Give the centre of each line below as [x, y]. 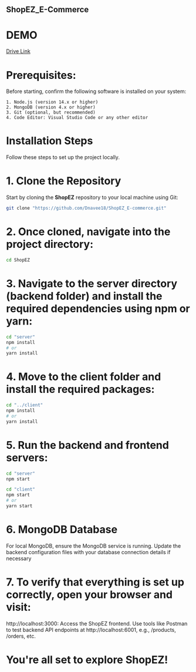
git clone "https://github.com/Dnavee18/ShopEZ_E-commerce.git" [86, 208]
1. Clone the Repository [64, 181]
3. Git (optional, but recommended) [51, 112]
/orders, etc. [21, 636]
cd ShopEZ [18, 260]
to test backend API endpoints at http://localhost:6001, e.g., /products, [91, 630]
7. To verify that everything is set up [95, 582]
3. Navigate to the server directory [92, 284]
